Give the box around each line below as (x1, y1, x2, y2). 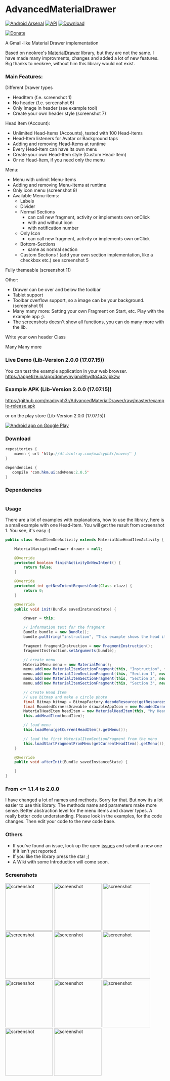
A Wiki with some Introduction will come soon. (12, 858, 109, 864)
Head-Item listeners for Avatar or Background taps (12, 136, 118, 142)
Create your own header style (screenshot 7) (12, 110, 106, 117)
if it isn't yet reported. (12, 848, 58, 854)
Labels (20, 198, 34, 204)
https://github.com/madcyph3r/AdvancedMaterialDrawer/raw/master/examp (5, 397, 164, 403)
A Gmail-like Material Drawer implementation (5, 39, 99, 46)
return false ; (23, 565, 53, 570)
